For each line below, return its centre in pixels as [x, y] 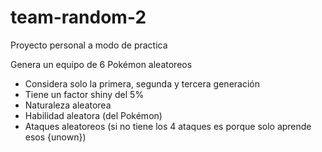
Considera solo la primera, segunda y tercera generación [142, 83]
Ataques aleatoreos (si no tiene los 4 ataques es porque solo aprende [168, 126]
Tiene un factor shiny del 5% [84, 94]
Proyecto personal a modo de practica [89, 45]
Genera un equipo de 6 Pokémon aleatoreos [101, 64]
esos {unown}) [55, 137]
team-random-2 [78, 17]
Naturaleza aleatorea [68, 105]
